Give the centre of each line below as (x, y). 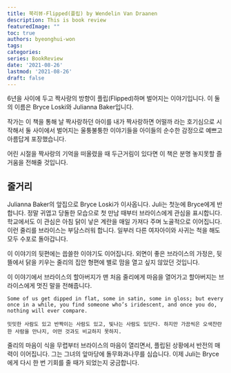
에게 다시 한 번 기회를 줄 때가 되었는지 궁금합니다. (73, 363)
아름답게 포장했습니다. (37, 139)
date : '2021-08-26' (35, 65)
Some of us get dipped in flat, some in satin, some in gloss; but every (115, 299)
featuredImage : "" (33, 26)
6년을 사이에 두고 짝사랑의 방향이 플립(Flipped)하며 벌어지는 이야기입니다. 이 (110, 98)
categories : (24, 53)
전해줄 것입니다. (47, 163)
